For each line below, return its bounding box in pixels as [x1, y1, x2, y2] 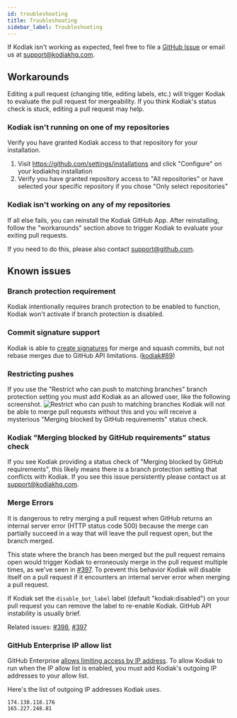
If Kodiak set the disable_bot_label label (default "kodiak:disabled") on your [7, 593, 230, 602]
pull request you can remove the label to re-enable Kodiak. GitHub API [7, 601, 212, 610]
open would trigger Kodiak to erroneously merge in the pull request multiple [7, 557, 228, 566]
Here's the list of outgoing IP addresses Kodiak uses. [7, 685, 161, 693]
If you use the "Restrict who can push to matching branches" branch [7, 385, 207, 393]
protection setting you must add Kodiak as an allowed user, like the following [7, 393, 231, 401]
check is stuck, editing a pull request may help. [7, 105, 145, 113]
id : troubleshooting [7, 10, 69, 18]
